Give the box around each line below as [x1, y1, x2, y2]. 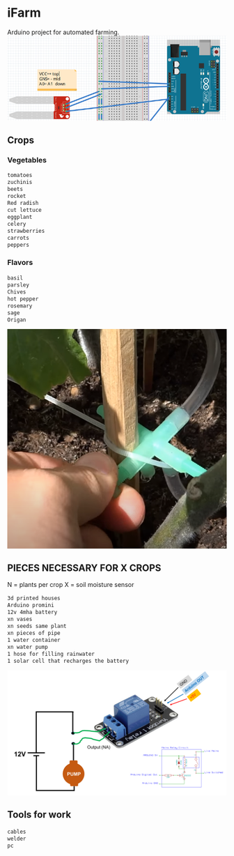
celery [7, 221, 26, 228]
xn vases [7, 616, 33, 623]
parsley [7, 281, 30, 289]
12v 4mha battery [7, 609, 58, 616]
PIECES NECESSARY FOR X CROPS [7, 562, 162, 574]
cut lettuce [7, 207, 42, 214]
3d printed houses [7, 595, 61, 602]
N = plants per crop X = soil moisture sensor [7, 581, 134, 589]
